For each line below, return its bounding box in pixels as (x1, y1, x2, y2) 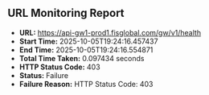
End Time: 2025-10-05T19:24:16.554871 (18, 44, 154, 55)
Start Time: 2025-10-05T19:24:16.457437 (18, 36, 158, 46)
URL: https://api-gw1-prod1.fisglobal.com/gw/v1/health (18, 27, 202, 37)
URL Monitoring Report (7, 6, 125, 20)
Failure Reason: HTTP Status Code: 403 (18, 79, 154, 89)
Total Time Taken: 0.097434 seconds (18, 53, 145, 63)
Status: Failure (18, 70, 69, 80)
